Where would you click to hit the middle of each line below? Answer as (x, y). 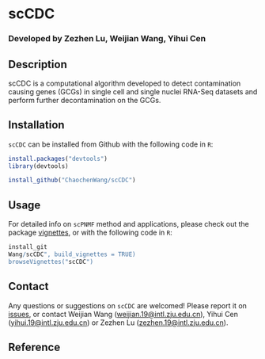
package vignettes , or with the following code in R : (90, 233)
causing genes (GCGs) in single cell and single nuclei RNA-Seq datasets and (133, 91)
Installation (36, 125)
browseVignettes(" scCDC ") (51, 262)
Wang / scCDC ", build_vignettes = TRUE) (72, 254)
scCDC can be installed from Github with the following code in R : (111, 144)
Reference (34, 347)
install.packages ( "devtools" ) (58, 158)
